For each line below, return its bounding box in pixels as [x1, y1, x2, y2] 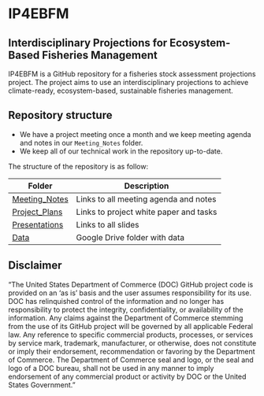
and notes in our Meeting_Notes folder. [19, 138, 143, 147]
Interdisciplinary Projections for [8, 36, 168, 50]
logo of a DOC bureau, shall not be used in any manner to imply [8, 363, 214, 372]
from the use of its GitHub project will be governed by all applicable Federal [8, 321, 254, 331]
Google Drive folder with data [76, 231, 185, 242]
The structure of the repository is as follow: [8, 161, 148, 171]
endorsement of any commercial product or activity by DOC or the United [8, 372, 247, 381]
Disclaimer [8, 259, 62, 272]
